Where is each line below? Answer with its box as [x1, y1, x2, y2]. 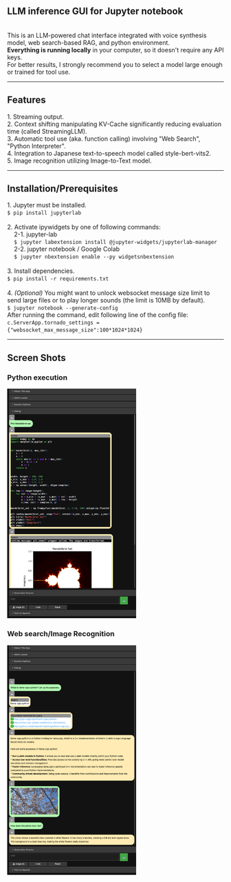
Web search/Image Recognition [7, 629, 115, 639]
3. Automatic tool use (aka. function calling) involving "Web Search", [7, 134, 201, 143]
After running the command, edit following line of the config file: [7, 311, 188, 319]
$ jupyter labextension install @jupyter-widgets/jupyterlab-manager [13, 239, 218, 246]
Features [7, 94, 46, 106]
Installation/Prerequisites [7, 183, 118, 195]
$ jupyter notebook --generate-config [7, 305, 118, 312]
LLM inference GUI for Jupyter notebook [7, 6, 184, 17]
